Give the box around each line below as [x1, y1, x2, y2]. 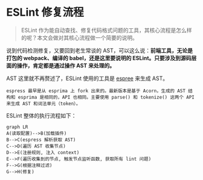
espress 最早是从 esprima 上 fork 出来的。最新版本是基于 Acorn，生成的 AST [6, 88, 186, 94]
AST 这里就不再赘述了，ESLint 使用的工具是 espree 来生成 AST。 [6, 75, 168, 82]
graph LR [6, 124, 28, 130]
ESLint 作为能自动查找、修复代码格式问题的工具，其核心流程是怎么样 [21, 26, 192, 34]
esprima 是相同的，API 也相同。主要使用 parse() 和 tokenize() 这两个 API [18, 94, 195, 100]
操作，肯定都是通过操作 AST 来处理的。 [16, 61, 115, 69]
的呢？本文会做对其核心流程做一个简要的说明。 [21, 34, 138, 41]
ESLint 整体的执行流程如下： [6, 112, 77, 119]
